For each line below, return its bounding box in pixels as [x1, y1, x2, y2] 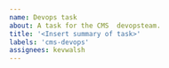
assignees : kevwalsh [9, 46, 86, 55]
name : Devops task [9, 12, 77, 22]
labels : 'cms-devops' [9, 37, 90, 47]
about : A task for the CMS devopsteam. [9, 21, 162, 30]
